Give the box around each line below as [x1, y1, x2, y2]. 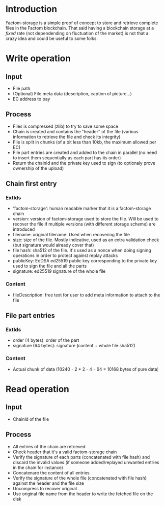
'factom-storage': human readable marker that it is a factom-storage [12, 206, 151, 212]
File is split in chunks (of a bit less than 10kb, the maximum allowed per [12, 139, 157, 145]
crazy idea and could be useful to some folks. [5, 36, 98, 41]
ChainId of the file [12, 416, 49, 422]
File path [12, 85, 31, 91]
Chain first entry [5, 180, 57, 188]
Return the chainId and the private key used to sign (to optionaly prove [12, 160, 156, 166]
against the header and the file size [12, 480, 84, 486]
